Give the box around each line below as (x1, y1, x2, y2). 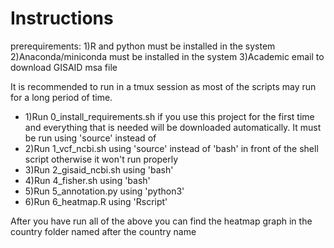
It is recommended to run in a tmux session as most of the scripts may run (10, 80, 317, 92)
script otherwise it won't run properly (24, 153, 179, 165)
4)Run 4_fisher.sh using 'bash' (24, 174, 151, 186)
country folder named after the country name (10, 225, 197, 237)
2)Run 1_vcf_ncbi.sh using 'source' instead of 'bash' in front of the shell (24, 142, 319, 154)
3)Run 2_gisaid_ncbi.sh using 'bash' (24, 163, 174, 176)
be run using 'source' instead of (24, 132, 157, 144)
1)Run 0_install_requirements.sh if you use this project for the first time (24, 110, 315, 122)
